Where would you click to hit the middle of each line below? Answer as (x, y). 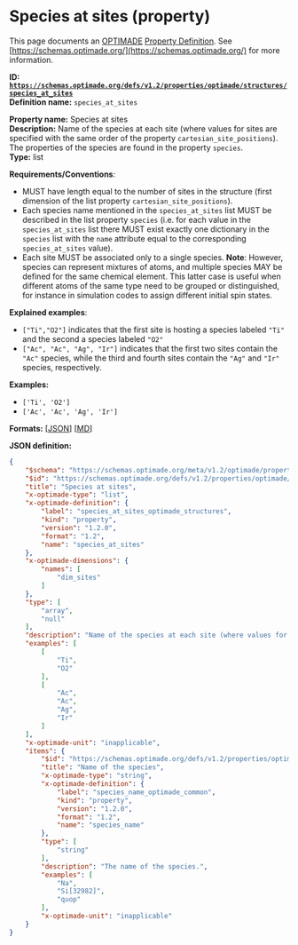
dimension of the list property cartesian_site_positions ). (127, 201)
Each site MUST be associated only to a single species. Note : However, (153, 257)
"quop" (69, 900)
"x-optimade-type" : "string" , (97, 776)
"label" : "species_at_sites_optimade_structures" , (137, 512)
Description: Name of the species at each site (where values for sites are (143, 128)
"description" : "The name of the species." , (125, 866)
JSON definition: (41, 445)
